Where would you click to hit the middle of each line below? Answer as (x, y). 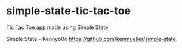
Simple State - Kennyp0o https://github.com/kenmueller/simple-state (91, 39)
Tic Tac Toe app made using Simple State (57, 27)
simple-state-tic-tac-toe (69, 11)
